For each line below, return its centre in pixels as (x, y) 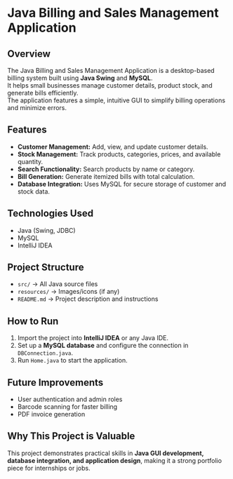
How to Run (33, 321)
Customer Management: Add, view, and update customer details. (113, 147)
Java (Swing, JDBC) (46, 230)
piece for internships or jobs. (49, 468)
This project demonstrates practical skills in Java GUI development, (106, 453)
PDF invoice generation (51, 414)
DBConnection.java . (45, 353)
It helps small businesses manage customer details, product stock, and (110, 85)
